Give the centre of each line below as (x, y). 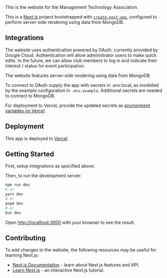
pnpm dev (14, 203)
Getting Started (30, 154)
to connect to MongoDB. (30, 96)
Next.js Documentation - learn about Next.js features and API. (76, 265)
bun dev (13, 213)
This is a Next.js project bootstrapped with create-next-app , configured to (81, 17)
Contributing (25, 238)
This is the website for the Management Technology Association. (72, 7)
